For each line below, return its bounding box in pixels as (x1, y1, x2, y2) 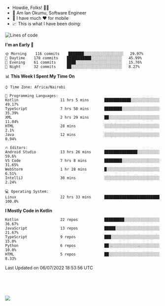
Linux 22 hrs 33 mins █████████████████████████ (5, 195, 160, 200)
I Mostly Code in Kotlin (5, 208, 53, 214)
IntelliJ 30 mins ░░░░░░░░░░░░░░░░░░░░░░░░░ (5, 175, 160, 180)
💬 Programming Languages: (5, 93, 58, 98)
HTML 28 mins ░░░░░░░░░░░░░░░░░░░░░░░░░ (5, 124, 160, 129)
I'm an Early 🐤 (5, 42, 34, 47)
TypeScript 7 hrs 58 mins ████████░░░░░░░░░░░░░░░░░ (5, 106, 160, 111)
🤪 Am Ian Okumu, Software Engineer (12, 10, 87, 16)
